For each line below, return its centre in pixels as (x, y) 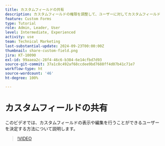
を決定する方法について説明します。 (41, 128)
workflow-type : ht (24, 69)
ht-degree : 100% (22, 78)
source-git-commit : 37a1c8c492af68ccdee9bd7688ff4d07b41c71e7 (70, 64)
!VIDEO (24, 138)
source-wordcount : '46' (29, 73)
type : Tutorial (21, 23)
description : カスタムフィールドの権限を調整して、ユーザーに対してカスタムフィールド (83, 14)
